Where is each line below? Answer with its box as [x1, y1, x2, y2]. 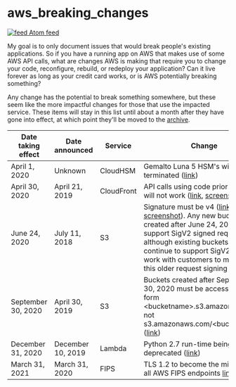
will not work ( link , [143, 190, 204, 200]
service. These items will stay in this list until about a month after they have [7, 108, 225, 116]
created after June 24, [143, 220, 218, 229]
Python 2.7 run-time [143, 339, 212, 349]
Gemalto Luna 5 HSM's [143, 161, 220, 171]
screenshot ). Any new [143, 210, 216, 220]
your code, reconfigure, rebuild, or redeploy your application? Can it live [7, 64, 216, 72]
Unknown [53, 165, 86, 175]
